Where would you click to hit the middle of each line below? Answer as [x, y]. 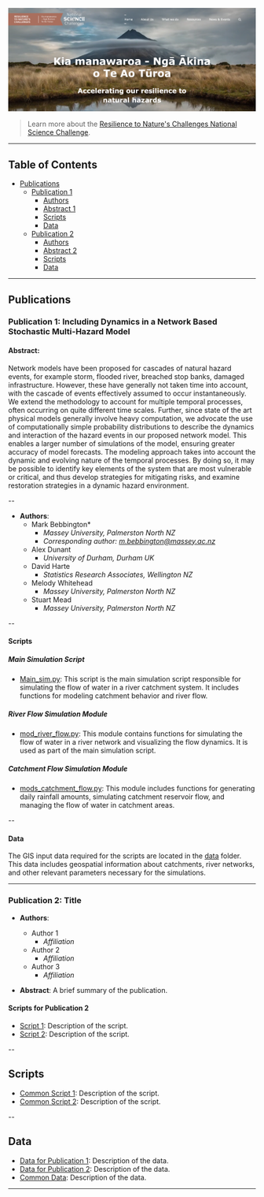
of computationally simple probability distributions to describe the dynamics [131, 426]
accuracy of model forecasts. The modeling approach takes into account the [132, 452]
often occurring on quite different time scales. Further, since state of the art [130, 410]
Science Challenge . [59, 132]
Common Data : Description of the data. [83, 1177]
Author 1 [45, 933]
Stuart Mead [51, 600]
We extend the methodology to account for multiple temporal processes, [126, 401]
